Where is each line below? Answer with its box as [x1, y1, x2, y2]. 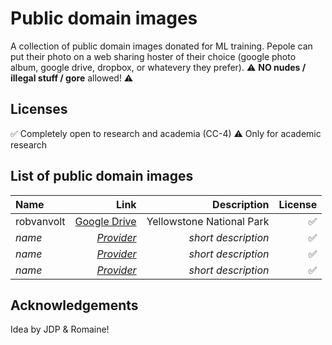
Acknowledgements [10, 297, 139, 314]
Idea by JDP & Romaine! [10, 323, 110, 336]
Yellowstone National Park [146, 214, 270, 228]
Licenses [10, 101, 68, 118]
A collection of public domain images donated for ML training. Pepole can [10, 40, 313, 52]
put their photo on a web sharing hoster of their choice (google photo [10, 50, 297, 62]
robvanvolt [15, 214, 66, 228]
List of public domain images [10, 168, 194, 185]
